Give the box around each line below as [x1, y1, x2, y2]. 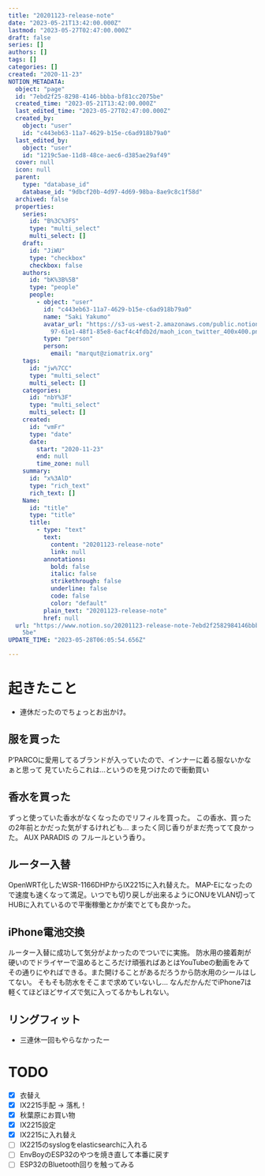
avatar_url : [43, 320, 83, 328]
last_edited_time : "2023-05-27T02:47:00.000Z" [15, 107, 171, 115]
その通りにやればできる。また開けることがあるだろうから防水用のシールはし [8, 967, 256, 977]
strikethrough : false [50, 578, 122, 586]
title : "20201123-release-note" [8, 11, 114, 20]
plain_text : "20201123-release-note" [43, 606, 168, 615]
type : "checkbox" [28, 254, 87, 262]
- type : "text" [36, 526, 87, 534]
